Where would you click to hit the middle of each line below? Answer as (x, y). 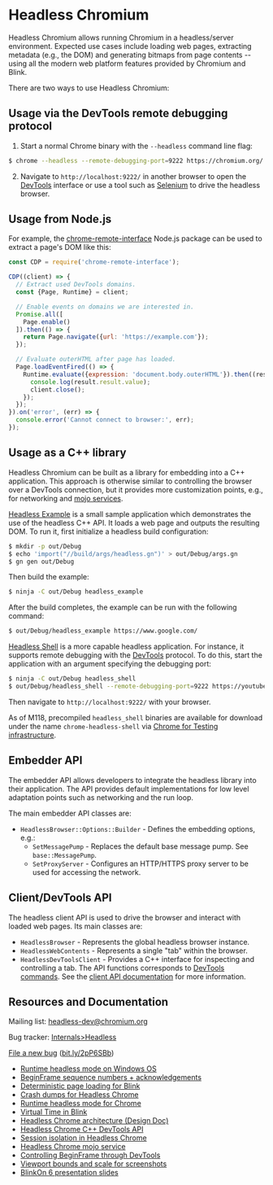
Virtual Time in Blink (54, 1112)
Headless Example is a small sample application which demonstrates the (130, 514)
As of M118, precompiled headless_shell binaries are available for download (136, 717)
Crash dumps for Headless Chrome (79, 1095)
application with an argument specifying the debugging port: (110, 664)
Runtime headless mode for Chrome (81, 1104)
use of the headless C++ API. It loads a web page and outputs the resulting (134, 523)
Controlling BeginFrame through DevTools (90, 1155)
